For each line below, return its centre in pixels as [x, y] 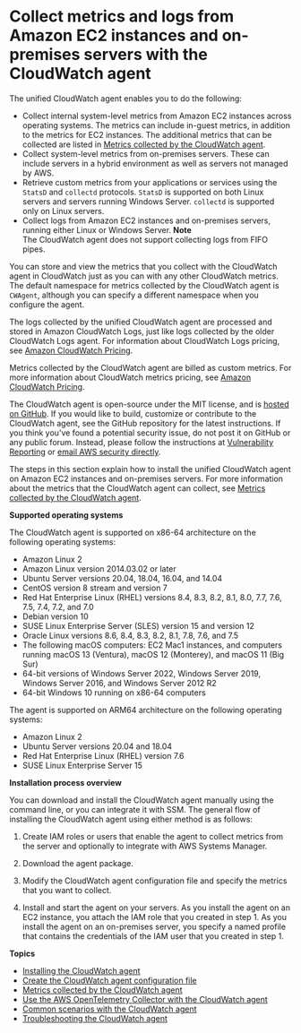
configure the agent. [47, 304]
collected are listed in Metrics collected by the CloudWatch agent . [144, 144]
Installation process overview [66, 782]
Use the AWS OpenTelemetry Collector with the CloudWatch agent [145, 999]
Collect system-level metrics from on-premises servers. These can [146, 153]
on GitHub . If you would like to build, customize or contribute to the [133, 413]
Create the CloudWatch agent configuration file [109, 980]
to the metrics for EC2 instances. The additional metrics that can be [147, 134]
